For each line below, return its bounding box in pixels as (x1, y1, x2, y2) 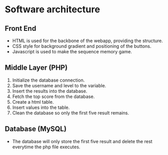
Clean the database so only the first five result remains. (12, 109, 129, 116)
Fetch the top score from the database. (12, 93, 95, 100)
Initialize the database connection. (12, 77, 85, 83)
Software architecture (5, 4, 100, 15)
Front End (5, 24, 36, 33)
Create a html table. (12, 99, 54, 105)
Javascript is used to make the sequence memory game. (12, 49, 132, 54)
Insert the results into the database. (12, 88, 88, 94)
